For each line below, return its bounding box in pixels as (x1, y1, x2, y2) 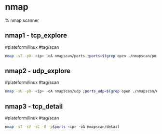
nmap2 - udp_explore (5, 67, 71, 75)
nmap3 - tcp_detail (5, 102, 63, 110)
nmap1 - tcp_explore (5, 31, 67, 40)
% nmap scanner (5, 17, 39, 23)
